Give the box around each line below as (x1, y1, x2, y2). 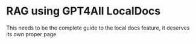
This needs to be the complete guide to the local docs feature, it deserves (6, 24, 190, 31)
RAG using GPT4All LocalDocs (6, 4, 161, 18)
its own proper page (6, 30, 57, 37)
